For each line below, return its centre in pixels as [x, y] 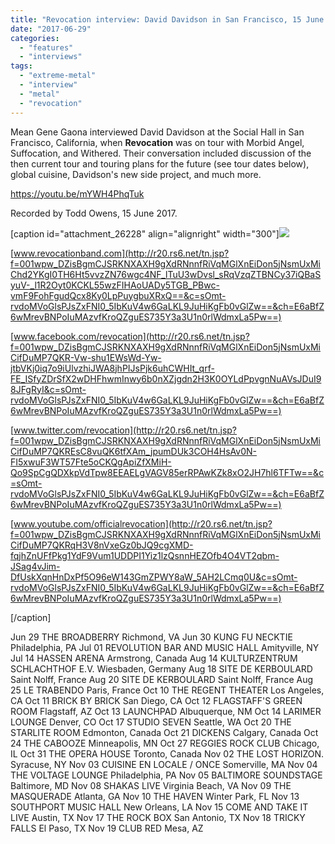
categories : [35, 38]
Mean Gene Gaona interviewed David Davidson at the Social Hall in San [157, 132]
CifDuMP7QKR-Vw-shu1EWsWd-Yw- [86, 357]
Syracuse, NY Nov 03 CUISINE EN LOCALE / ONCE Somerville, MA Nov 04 [164, 764]
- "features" [46, 47]
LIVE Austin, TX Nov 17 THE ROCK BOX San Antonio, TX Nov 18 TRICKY [158, 817]
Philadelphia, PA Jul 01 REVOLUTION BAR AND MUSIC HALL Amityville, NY [165, 647]
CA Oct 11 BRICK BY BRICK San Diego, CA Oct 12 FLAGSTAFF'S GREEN [156, 700]
